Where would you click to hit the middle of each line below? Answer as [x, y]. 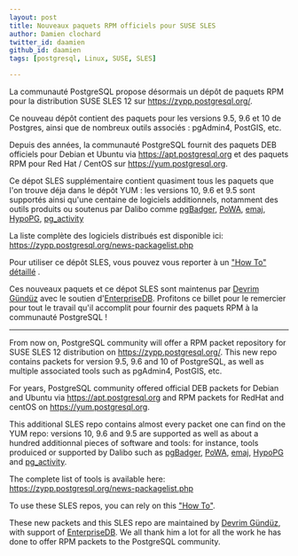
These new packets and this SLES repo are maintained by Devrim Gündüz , [145, 523]
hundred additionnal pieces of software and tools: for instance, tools [134, 443]
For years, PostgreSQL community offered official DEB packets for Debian [144, 388]
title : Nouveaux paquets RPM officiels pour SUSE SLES [113, 26]
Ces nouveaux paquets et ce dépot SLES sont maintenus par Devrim [134, 289]
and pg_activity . [38, 462]
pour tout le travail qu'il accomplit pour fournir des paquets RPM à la [134, 308]
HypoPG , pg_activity [47, 219]
